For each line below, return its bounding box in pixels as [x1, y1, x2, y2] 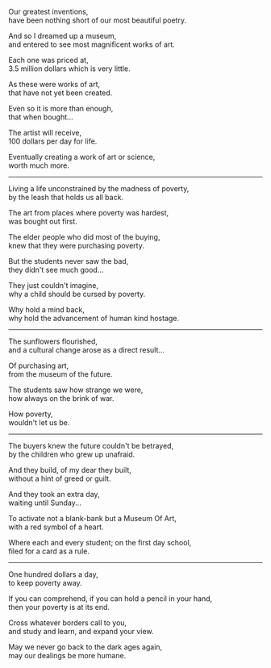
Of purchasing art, [8, 361, 69, 370]
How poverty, [8, 409, 54, 419]
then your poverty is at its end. [8, 603, 110, 612]
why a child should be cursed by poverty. [8, 290, 146, 299]
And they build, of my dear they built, [8, 466, 131, 474]
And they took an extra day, [8, 490, 100, 499]
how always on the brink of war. [8, 394, 115, 403]
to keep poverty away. [8, 578, 82, 587]
